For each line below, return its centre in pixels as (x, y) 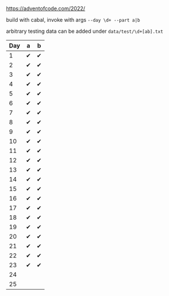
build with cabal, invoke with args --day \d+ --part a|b (73, 20)
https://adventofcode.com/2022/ (46, 8)
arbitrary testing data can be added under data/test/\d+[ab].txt (85, 31)
